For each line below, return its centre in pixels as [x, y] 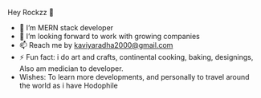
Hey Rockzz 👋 [31, 12]
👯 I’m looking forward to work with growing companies [109, 36]
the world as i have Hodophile [68, 85]
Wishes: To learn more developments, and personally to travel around [134, 77]
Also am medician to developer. [71, 69]
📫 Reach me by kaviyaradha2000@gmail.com [96, 45]
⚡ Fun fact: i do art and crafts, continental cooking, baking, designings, [136, 57]
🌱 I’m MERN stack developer [66, 27]
